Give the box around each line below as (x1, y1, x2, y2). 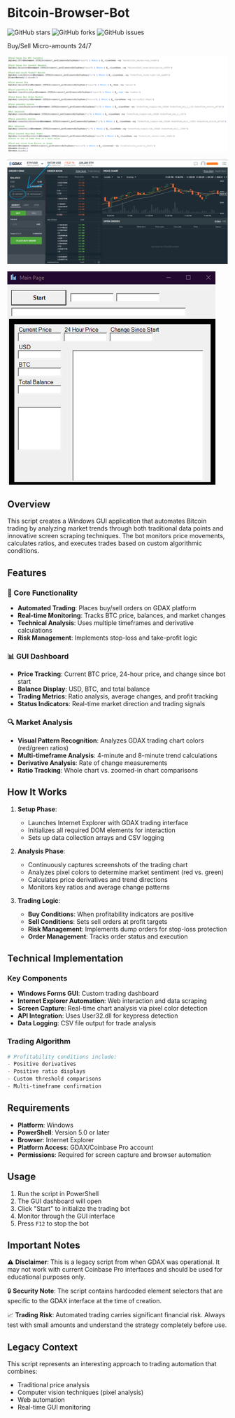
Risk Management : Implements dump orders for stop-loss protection (27, 925, 227, 933)
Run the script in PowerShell (17, 1189, 99, 1198)
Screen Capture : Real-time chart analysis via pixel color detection (17, 1004, 208, 1013)
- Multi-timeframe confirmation (7, 1083, 101, 1090)
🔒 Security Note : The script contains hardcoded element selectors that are (7, 1286, 223, 1296)
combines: (7, 1367, 38, 1376)
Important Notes (7, 1239, 80, 1251)
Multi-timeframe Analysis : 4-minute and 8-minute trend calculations (17, 751, 218, 759)
